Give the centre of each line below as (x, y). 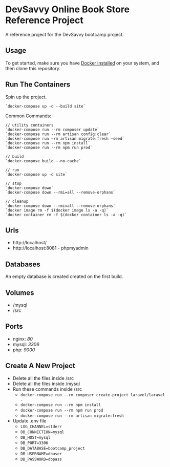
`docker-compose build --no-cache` (43, 161)
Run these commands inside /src (47, 389)
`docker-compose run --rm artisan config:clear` (58, 134)
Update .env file (29, 420)
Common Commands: (28, 116)
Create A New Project (40, 366)
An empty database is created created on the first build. (64, 277)
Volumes (20, 293)
